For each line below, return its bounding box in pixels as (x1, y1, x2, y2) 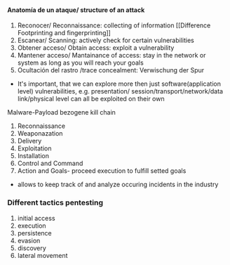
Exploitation (17, 144, 52, 153)
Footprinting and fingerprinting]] (17, 29, 111, 37)
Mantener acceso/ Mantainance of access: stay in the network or (17, 51, 206, 60)
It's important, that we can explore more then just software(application (17, 79, 221, 88)
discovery (17, 243, 47, 252)
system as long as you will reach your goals (17, 58, 144, 67)
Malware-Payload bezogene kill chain (7, 108, 116, 117)
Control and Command (17, 159, 83, 168)
